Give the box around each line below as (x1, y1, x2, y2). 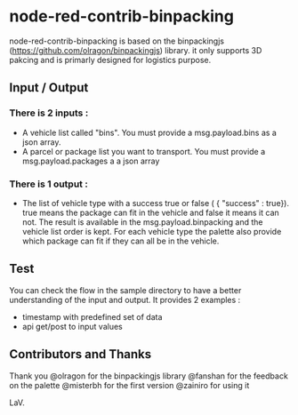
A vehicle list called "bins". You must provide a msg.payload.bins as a (21, 127, 278, 138)
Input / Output (9, 80, 89, 95)
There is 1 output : (9, 178, 89, 190)
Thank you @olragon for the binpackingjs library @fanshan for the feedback (9, 371, 289, 381)
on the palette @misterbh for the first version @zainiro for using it (9, 379, 250, 390)
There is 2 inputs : (9, 107, 89, 119)
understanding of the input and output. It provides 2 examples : (9, 294, 241, 305)
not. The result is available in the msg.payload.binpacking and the (21, 216, 264, 227)
